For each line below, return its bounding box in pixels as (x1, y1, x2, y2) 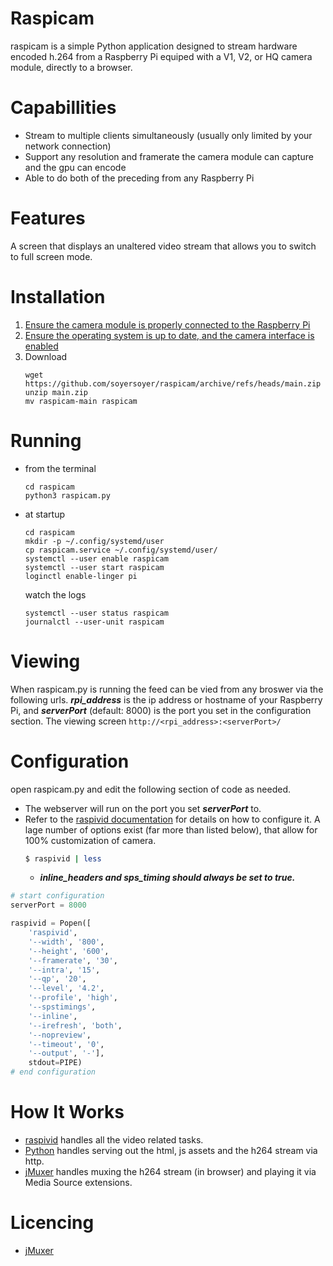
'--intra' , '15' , (28, 965, 101, 975)
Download (24, 350, 68, 362)
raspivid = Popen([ (10, 918, 92, 929)
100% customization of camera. (24, 834, 157, 846)
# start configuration (10, 891, 105, 901)
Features (10, 207, 86, 230)
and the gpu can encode (24, 161, 127, 173)
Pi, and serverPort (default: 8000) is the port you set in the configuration (10, 704, 312, 716)
